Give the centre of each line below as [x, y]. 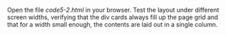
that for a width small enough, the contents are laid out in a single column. [112, 24]
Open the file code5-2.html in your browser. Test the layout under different [113, 10]
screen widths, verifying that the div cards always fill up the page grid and [113, 17]
